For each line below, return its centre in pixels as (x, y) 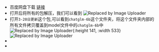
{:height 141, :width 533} (97, 31)
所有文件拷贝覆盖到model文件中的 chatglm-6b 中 (56, 25)
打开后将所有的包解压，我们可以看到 (46, 13)
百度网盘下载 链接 (27, 7)
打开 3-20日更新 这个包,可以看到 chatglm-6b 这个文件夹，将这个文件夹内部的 (82, 19)
